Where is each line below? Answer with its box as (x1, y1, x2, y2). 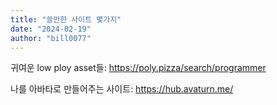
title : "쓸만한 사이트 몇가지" (10, 14, 122, 25)
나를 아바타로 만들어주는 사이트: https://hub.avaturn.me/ (10, 83, 234, 95)
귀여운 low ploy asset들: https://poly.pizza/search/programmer (10, 62, 267, 74)
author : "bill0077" (10, 33, 92, 43)
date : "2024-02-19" (10, 24, 92, 34)
